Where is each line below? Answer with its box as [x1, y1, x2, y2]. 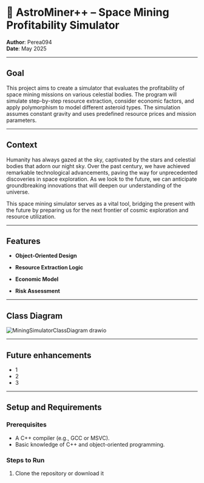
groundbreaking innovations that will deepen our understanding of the [6, 181, 182, 189]
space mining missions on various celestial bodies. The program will [6, 90, 177, 98]
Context [6, 140, 38, 150]
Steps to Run [6, 456, 45, 464]
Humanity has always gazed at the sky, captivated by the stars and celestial [6, 156, 196, 163]
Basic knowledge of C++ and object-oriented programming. [15, 441, 165, 448]
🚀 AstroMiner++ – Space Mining [6, 5, 169, 19]
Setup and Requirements [6, 402, 102, 413]
